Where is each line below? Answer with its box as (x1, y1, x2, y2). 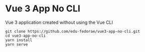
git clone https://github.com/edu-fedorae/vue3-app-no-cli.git (5, 29, 140, 34)
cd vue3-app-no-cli (5, 33, 46, 38)
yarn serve (5, 42, 28, 47)
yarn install (5, 38, 33, 43)
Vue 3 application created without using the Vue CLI (5, 19, 113, 25)
